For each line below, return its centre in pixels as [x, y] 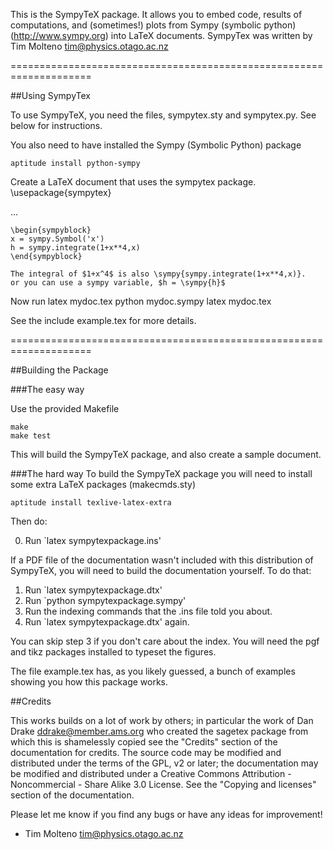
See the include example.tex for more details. [103, 320]
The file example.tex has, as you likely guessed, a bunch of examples [153, 671]
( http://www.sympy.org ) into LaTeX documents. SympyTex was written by [161, 35]
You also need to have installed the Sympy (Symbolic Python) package [156, 145]
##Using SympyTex [50, 95]
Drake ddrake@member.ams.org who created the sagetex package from [159, 731]
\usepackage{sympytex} [61, 192]
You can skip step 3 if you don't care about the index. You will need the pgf [165, 641]
